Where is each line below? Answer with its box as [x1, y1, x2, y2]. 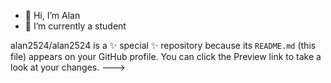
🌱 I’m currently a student [24, 20, 127, 32]
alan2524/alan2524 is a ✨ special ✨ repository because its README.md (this [10, 40, 317, 51]
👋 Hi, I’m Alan [24, 10, 81, 21]
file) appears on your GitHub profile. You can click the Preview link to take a [10, 51, 322, 62]
